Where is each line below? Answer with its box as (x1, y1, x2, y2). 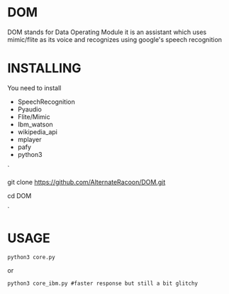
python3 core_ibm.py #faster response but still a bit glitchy (7, 280, 199, 287)
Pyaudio (17, 104, 43, 114)
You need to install (7, 83, 62, 92)
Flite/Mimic (17, 112, 51, 121)
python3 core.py (7, 254, 55, 261)
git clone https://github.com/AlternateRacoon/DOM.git (7, 178, 166, 186)
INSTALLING (7, 60, 82, 77)
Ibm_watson (17, 120, 53, 129)
